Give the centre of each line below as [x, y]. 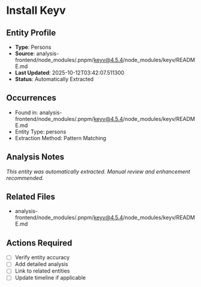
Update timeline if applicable [50, 278]
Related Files [31, 197]
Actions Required [39, 243]
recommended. [25, 177]
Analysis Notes [35, 157]
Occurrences [31, 98]
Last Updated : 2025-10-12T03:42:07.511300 [70, 73]
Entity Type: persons [40, 131]
